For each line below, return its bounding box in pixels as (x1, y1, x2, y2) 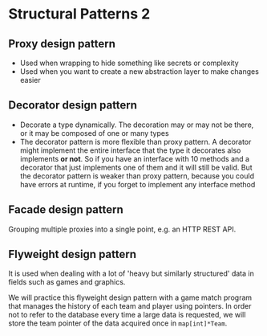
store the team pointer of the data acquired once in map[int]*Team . (8, 318, 228, 328)
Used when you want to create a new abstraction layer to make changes (19, 67, 259, 76)
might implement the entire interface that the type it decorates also (19, 145, 241, 155)
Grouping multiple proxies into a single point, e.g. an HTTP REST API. (8, 224, 237, 234)
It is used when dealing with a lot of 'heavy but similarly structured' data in (8, 268, 254, 278)
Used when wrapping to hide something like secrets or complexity (19, 58, 239, 68)
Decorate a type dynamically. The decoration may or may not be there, (19, 120, 254, 129)
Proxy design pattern (8, 37, 116, 51)
